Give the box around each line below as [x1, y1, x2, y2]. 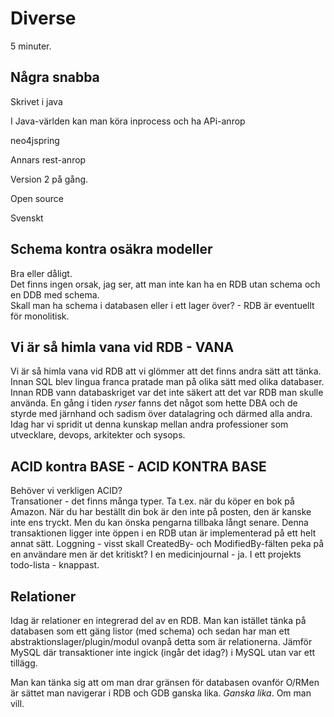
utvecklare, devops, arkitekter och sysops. [10, 429, 186, 441]
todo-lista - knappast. [10, 559, 100, 571]
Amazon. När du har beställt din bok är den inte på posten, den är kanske [10, 506, 312, 518]
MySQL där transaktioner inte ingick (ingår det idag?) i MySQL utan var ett [10, 647, 316, 658]
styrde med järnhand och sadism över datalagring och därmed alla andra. [10, 408, 313, 420]
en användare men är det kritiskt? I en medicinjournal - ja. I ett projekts [10, 548, 302, 561]
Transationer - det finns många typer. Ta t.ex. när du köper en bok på [10, 495, 295, 507]
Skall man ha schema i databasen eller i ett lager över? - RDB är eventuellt [10, 299, 315, 311]
